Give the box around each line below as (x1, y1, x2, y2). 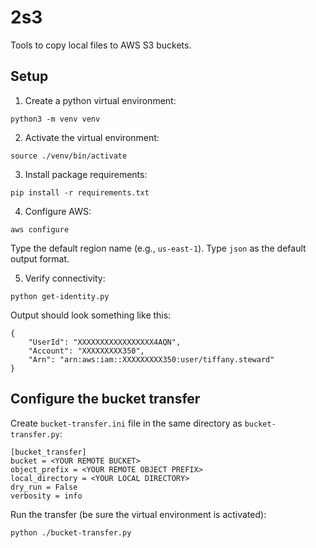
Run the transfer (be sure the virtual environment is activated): (10, 508, 267, 520)
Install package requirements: (24, 168, 148, 180)
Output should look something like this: (10, 309, 172, 321)
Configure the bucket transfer (10, 391, 201, 408)
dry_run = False (10, 482, 78, 492)
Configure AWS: (24, 205, 92, 217)
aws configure (10, 224, 70, 235)
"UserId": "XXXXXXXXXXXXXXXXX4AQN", (28, 337, 182, 347)
